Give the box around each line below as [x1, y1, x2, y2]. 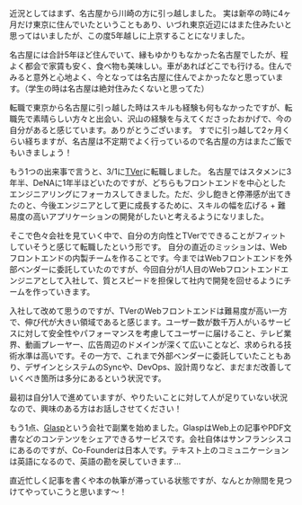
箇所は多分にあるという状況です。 [40, 373, 166, 384]
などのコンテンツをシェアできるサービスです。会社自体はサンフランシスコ [16, 434, 292, 444]
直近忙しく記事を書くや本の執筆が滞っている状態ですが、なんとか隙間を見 [9, 475, 285, 485]
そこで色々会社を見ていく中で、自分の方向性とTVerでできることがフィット [9, 230, 287, 241]
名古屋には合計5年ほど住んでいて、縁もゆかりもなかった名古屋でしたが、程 [9, 49, 289, 60]
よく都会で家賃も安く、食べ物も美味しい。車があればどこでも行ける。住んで [9, 61, 292, 71]
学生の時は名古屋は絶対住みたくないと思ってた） [28, 84, 209, 93]
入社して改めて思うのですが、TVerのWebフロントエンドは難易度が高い [9, 306, 272, 316]
